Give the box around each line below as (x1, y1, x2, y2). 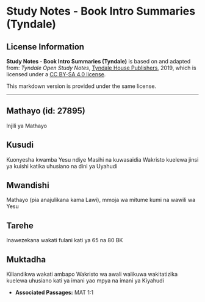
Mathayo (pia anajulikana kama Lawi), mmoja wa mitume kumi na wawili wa (6, 196, 196, 204)
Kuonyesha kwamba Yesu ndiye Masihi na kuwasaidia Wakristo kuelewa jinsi (6, 156, 199, 163)
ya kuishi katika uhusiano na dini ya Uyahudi (6, 162, 118, 170)
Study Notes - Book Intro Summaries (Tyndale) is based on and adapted (6, 58, 191, 65)
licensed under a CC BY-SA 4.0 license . (6, 71, 106, 77)
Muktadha (6, 254, 46, 265)
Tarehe (6, 220, 34, 231)
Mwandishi (6, 180, 50, 190)
